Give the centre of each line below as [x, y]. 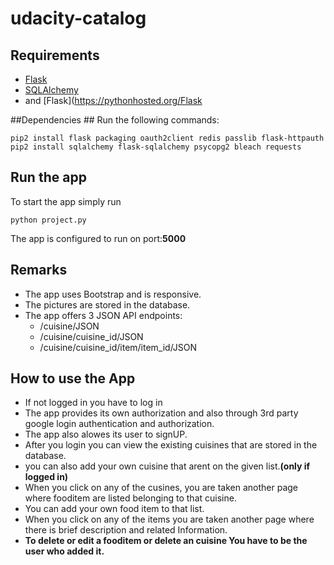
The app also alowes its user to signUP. [106, 434]
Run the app [48, 177]
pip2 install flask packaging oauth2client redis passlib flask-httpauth [167, 138]
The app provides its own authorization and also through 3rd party [161, 413]
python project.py [48, 220]
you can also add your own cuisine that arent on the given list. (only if [167, 466]
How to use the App [73, 378]
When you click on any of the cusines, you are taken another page [161, 488]
